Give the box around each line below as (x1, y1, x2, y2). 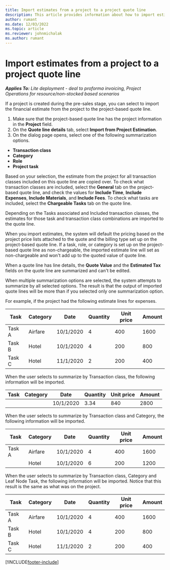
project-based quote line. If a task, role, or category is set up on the (5, 241, 146, 247)
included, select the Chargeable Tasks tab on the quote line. (5, 200, 132, 206)
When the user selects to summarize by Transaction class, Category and (5, 472, 157, 479)
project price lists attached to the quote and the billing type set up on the (5, 236, 157, 242)
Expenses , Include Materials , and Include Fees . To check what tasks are (5, 195, 158, 201)
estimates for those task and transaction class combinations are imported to (5, 215, 164, 221)
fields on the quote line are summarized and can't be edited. (5, 267, 131, 273)
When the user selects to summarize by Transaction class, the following (5, 373, 155, 379)
